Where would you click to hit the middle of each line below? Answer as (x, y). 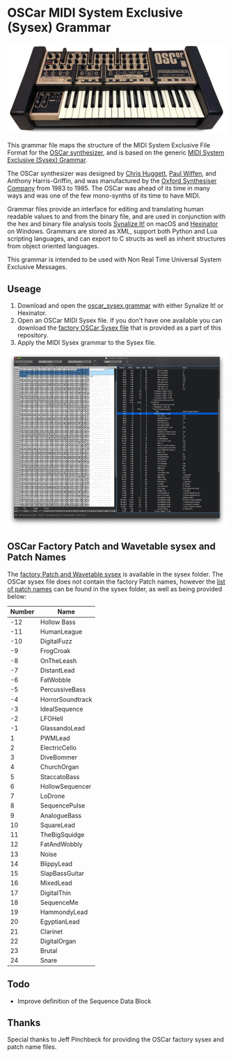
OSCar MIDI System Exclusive (95, 13)
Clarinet (52, 931)
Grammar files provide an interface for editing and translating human (105, 209)
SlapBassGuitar (63, 873)
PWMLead (56, 738)
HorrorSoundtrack (66, 699)
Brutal (49, 951)
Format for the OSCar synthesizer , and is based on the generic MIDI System (116, 153)
